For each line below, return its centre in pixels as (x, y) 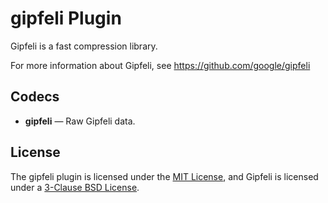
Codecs (35, 97)
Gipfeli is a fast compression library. (84, 46)
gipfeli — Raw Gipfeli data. (80, 121)
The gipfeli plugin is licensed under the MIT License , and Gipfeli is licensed (164, 176)
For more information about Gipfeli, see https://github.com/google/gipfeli (160, 65)
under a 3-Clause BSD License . (75, 187)
